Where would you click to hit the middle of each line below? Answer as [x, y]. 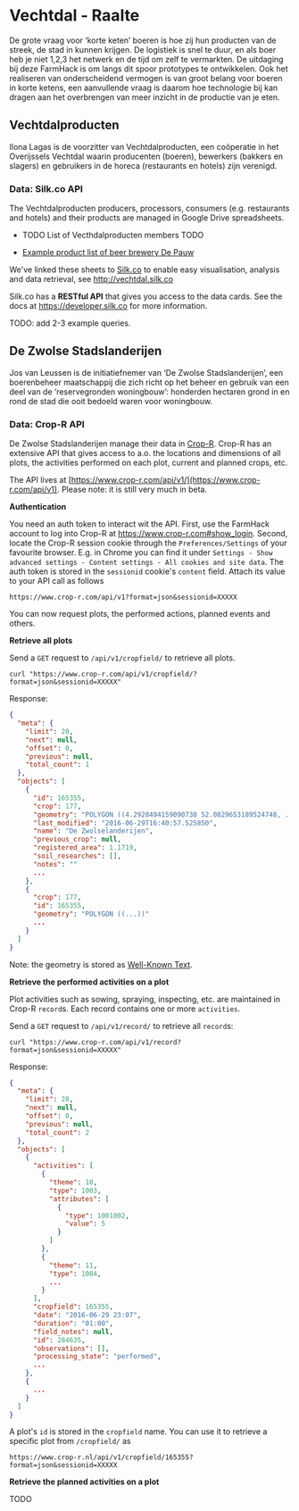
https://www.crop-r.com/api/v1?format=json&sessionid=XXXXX [124, 598]
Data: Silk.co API [46, 188]
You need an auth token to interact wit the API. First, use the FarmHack [140, 524]
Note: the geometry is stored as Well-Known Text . [101, 964]
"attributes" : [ [79, 1199]
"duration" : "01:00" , [73, 1323]
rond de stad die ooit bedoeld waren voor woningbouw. [111, 401]
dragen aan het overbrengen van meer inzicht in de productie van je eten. [145, 97]
